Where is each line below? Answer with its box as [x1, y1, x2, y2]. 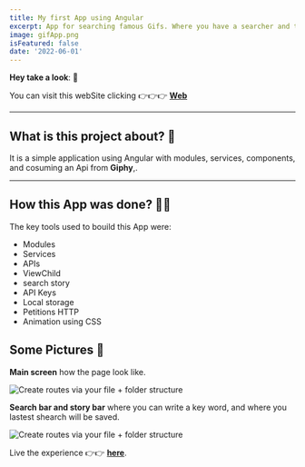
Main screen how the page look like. [9, 366, 146, 377]
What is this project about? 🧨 [9, 128, 176, 144]
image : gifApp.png [9, 30, 79, 39]
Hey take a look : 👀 [9, 72, 79, 83]
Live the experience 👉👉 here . [9, 447, 127, 458]
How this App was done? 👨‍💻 [9, 197, 172, 213]
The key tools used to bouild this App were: [9, 221, 172, 232]
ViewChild [22, 267, 62, 278]
